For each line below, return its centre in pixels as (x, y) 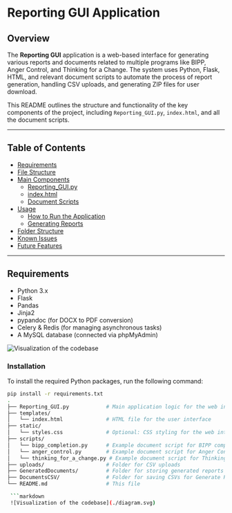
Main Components (43, 179)
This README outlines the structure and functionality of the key (98, 105)
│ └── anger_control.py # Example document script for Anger (111, 451)
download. (22, 92)
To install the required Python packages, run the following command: (105, 381)
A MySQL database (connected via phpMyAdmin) (88, 334)
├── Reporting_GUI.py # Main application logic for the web (112, 406)
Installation (27, 366)
